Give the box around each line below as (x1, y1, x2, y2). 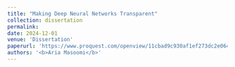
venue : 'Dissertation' (7, 36, 73, 43)
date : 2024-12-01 (7, 29, 58, 37)
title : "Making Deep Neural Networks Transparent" (7, 10, 158, 17)
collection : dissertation (7, 17, 83, 24)
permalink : (7, 23, 39, 30)
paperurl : (7, 43, 36, 50)
